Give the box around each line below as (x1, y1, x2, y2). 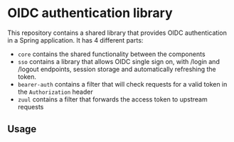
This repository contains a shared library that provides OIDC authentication (7, 28, 228, 37)
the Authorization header (17, 87, 94, 96)
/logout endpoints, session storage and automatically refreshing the (17, 65, 217, 73)
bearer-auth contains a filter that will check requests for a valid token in (17, 80, 228, 88)
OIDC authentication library (7, 5, 173, 21)
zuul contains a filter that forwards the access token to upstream (17, 94, 208, 104)
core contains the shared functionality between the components (17, 50, 206, 58)
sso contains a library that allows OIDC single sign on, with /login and (17, 57, 220, 65)
